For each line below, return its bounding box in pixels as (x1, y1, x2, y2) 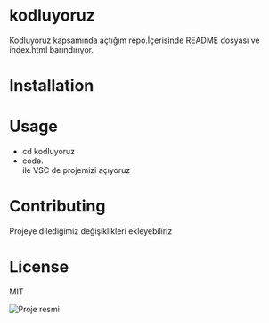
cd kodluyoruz (21, 146, 76, 157)
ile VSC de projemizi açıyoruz (21, 165, 131, 176)
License (9, 257, 69, 277)
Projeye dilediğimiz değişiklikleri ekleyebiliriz (9, 226, 173, 236)
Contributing (9, 196, 106, 217)
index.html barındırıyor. (9, 44, 94, 54)
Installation (9, 76, 94, 96)
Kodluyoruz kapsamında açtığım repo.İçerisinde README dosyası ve (9, 35, 260, 46)
